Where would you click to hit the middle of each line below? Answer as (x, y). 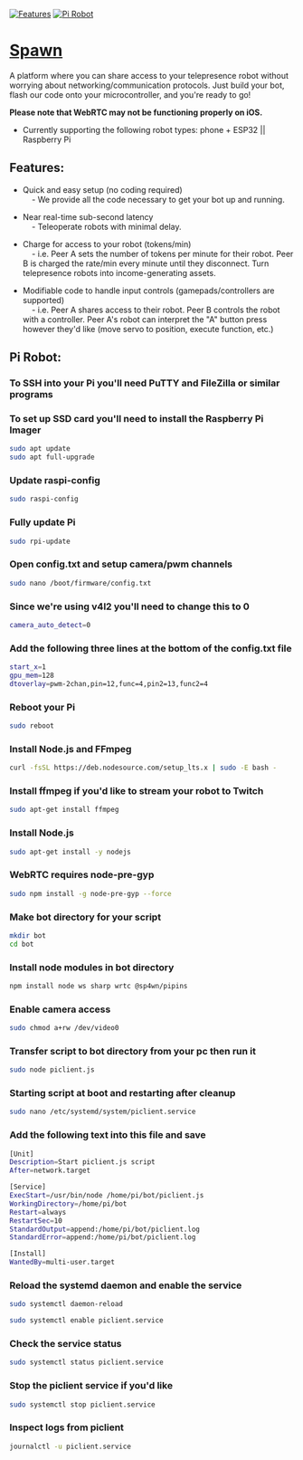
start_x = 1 (28, 667)
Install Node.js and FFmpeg (71, 749)
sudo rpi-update (40, 541)
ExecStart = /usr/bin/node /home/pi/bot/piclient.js (107, 1196)
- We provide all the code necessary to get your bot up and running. (158, 199)
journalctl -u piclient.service (70, 1446)
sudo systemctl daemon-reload (66, 1304)
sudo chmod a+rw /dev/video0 (64, 1028)
